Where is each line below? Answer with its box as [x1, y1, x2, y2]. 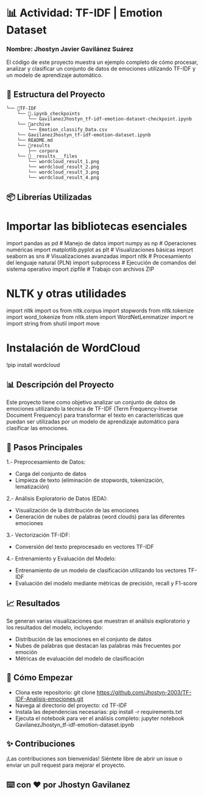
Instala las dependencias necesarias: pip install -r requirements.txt [15, 708, 183, 715]
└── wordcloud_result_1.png [28, 159, 99, 165]
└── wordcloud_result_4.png [28, 175, 99, 181]
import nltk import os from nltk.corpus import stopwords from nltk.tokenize [6, 307, 194, 314]
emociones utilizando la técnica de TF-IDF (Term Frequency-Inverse [6, 405, 178, 413]
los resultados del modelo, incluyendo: [6, 623, 104, 631]
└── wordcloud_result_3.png [28, 169, 99, 175]
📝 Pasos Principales [6, 442, 83, 452]
